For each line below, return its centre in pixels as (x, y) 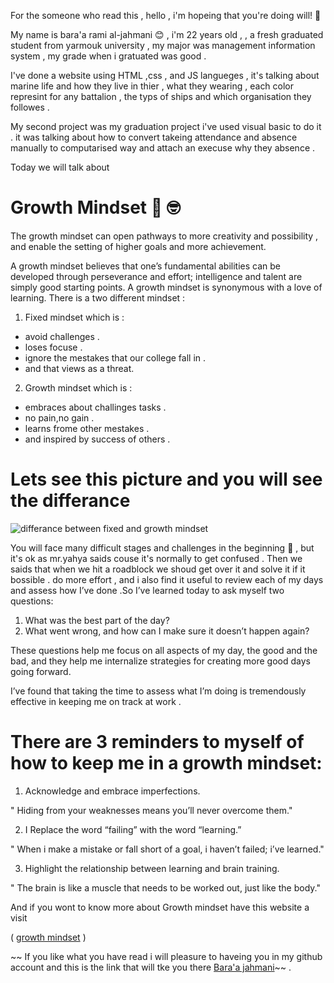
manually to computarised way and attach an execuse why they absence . (163, 148)
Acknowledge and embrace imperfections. (112, 791)
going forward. (41, 671)
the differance (70, 501)
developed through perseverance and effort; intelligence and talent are (156, 276)
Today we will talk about (60, 167)
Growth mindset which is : (78, 387)
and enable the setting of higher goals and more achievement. (138, 246)
